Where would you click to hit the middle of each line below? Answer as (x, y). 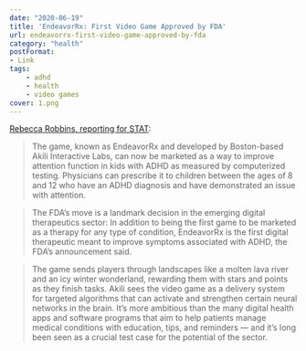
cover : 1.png (34, 103)
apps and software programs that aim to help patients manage (149, 318)
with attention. (59, 195)
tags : (20, 69)
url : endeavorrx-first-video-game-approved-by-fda (108, 35)
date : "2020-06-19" (47, 18)
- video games (53, 94)
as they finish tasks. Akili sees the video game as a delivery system (158, 289)
